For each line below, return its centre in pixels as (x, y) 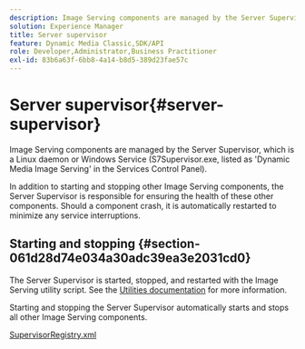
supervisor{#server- (144, 105)
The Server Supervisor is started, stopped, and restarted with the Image (144, 280)
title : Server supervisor (58, 35)
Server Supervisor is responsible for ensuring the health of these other (142, 195)
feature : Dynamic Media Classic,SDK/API (87, 43)
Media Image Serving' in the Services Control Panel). (108, 168)
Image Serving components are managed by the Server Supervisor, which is (152, 149)
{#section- (169, 244)
